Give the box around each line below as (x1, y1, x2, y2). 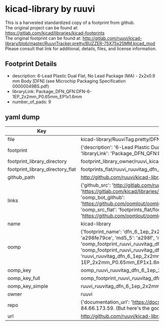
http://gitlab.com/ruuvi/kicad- (82, 35, 143, 41)
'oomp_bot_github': (80, 194, 125, 201)
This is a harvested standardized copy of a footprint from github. (5, 20, 135, 25)
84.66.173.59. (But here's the (80, 304, 150, 311)
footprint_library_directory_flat (7, 165, 76, 172)
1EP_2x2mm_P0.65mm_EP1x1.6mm (12, 93, 82, 99)
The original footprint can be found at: (5, 35, 82, 41)
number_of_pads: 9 (12, 99, 51, 105)
